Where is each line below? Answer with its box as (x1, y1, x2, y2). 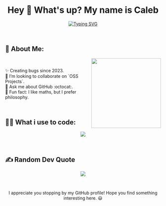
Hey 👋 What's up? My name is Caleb (7, 4, 159, 16)
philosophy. (5, 94, 29, 100)
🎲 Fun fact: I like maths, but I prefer (5, 89, 77, 95)
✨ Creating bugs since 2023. (5, 67, 64, 73)
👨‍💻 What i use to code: (5, 118, 76, 127)
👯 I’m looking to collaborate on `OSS (5, 73, 79, 79)
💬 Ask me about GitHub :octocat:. (5, 84, 73, 90)
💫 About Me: (5, 45, 44, 53)
